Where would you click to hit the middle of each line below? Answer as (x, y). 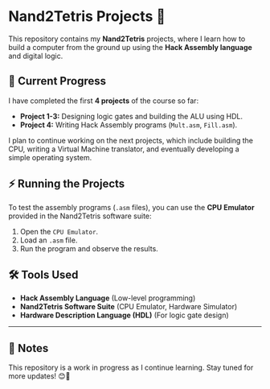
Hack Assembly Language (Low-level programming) (108, 298)
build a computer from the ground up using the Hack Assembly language (131, 47)
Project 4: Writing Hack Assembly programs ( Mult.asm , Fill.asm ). (129, 125)
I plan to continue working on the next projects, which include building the (131, 140)
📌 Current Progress (57, 81)
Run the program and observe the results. (89, 248)
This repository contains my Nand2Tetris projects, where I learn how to (127, 39)
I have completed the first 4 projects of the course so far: (104, 101)
